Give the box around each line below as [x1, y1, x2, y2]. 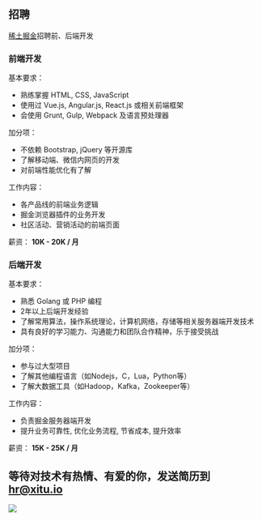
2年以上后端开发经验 [19, 306, 89, 316]
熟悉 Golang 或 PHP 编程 [19, 297, 103, 306]
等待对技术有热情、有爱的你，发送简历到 [8, 469, 210, 483]
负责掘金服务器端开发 [19, 416, 91, 425]
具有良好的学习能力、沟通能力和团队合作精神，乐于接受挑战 [19, 327, 219, 336]
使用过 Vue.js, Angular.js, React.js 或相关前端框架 [19, 100, 184, 110]
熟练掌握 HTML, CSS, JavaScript [19, 90, 129, 100]
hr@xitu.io [8, 482, 63, 496]
